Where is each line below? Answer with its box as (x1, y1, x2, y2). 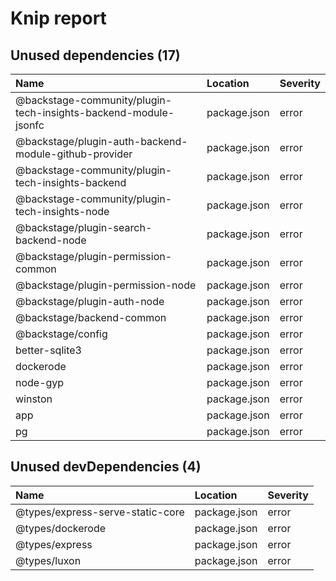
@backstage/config (15, 327, 108, 341)
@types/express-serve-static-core (15, 505, 185, 519)
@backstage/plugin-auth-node (15, 295, 165, 308)
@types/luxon (15, 553, 82, 567)
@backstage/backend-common (15, 311, 167, 324)
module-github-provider (15, 147, 133, 161)
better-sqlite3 (15, 343, 82, 357)
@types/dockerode (15, 521, 107, 535)
